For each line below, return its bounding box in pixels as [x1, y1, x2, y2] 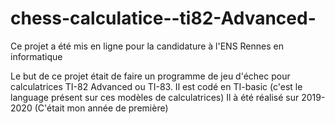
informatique [10, 50, 63, 62]
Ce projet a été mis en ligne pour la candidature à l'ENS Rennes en [10, 40, 285, 52]
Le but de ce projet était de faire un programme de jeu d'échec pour [10, 70, 291, 82]
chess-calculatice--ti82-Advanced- [10, 7, 317, 30]
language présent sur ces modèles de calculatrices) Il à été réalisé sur [10, 91, 300, 103]
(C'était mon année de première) [34, 102, 169, 114]
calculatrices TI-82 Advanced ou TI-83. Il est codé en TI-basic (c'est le [10, 80, 303, 92]
